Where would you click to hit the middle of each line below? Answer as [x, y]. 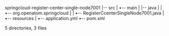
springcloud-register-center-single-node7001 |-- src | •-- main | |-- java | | [83, 8]
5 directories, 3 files [26, 28]
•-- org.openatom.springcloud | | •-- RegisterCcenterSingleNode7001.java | [84, 13]
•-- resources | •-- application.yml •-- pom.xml [55, 18]
